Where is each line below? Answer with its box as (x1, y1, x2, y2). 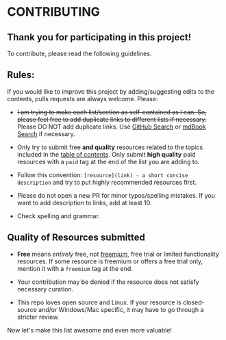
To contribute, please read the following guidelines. (7, 49, 152, 57)
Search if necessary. (16, 129, 75, 138)
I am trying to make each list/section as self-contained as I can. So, (16, 107, 207, 116)
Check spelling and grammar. (16, 211, 101, 220)
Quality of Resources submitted (7, 232, 145, 244)
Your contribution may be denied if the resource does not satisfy (16, 278, 200, 286)
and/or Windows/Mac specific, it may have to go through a (38, 305, 204, 313)
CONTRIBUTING (7, 4, 101, 20)
